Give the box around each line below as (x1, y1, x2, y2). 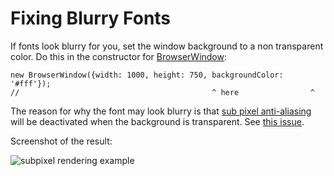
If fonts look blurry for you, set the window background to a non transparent (10, 40, 324, 52)
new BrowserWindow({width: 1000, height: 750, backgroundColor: (10, 70, 284, 80)
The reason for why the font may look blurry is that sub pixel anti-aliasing (10, 105, 312, 117)
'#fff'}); (10, 78, 52, 89)
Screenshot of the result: (10, 135, 113, 147)
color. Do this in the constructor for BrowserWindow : (10, 50, 228, 62)
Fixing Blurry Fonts (10, 7, 172, 30)
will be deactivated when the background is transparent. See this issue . (10, 115, 305, 127)
